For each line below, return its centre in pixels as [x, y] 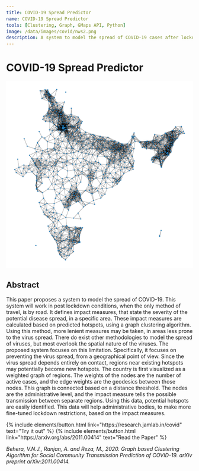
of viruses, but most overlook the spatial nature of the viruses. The [87, 343]
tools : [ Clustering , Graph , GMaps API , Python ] [66, 25]
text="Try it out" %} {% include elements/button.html [71, 431]
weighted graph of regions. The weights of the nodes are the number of [94, 375]
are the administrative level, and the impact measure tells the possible [91, 394]
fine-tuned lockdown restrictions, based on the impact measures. [86, 413]
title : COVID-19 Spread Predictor [49, 12]
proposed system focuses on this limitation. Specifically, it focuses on [91, 350]
